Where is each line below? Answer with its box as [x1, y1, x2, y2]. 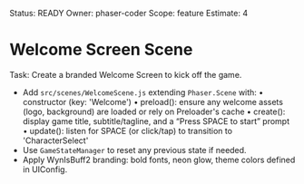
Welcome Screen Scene [9, 40, 193, 60]
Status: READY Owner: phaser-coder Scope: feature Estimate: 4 [9, 8, 248, 18]
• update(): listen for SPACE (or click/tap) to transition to [22, 125, 233, 136]
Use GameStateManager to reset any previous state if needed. [22, 144, 247, 155]
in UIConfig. [22, 163, 68, 175]
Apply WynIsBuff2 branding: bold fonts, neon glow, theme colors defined [22, 154, 296, 165]
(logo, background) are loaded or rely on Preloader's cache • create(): [22, 106, 286, 117]
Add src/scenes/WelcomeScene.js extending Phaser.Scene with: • [22, 86, 264, 98]
